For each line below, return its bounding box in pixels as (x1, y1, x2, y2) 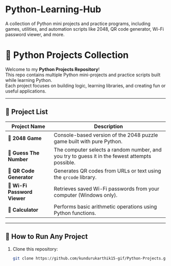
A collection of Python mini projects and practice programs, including (5, 20, 151, 27)
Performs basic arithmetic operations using (53, 203, 157, 210)
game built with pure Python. (53, 138, 123, 145)
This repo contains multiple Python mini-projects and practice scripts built (5, 72, 161, 78)
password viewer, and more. (5, 31, 65, 37)
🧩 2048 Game (8, 135, 42, 142)
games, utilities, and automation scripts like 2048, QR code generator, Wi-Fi (5, 26, 164, 32)
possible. (53, 159, 76, 166)
